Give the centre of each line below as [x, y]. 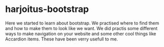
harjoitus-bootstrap [47, 9]
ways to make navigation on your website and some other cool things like [81, 33]
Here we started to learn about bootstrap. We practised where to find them [82, 23]
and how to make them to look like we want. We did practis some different [81, 28]
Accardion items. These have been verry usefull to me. [62, 39]
